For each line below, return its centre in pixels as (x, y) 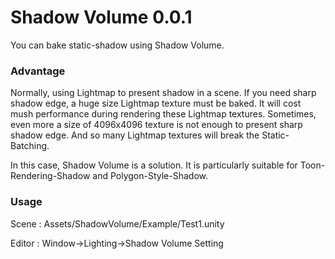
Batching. (30, 146)
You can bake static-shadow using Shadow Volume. (117, 45)
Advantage (38, 71)
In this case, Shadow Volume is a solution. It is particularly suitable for (154, 165)
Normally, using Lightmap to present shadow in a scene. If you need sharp (163, 93)
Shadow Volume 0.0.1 (101, 17)
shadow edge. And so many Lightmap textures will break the (135, 135)
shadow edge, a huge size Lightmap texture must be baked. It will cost (156, 103)
